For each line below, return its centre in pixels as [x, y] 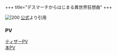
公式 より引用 [33, 18]
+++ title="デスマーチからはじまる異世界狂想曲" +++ [58, 7]
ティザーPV [16, 42]
